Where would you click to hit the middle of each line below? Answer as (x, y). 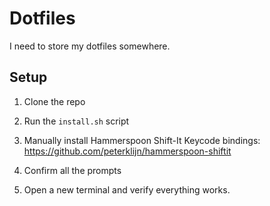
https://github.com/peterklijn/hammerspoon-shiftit (127, 151)
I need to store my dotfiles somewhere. (90, 46)
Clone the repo (54, 101)
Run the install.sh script (76, 121)
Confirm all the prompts (72, 170)
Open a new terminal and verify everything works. (127, 189)
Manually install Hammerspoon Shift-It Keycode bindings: (142, 140)
